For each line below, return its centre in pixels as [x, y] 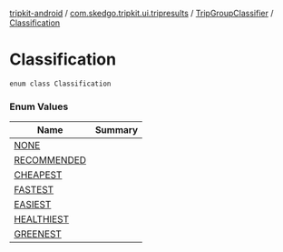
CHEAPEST [38, 175]
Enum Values [39, 106]
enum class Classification [60, 84]
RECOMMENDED [50, 160]
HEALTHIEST [42, 219]
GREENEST [38, 234]
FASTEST [34, 190]
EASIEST [33, 205]
